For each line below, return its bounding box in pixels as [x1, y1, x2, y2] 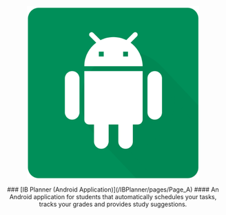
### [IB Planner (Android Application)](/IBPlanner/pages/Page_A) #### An [7, 185, 219, 194]
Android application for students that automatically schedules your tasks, [9, 193, 217, 201]
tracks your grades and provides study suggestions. [39, 200, 187, 208]
